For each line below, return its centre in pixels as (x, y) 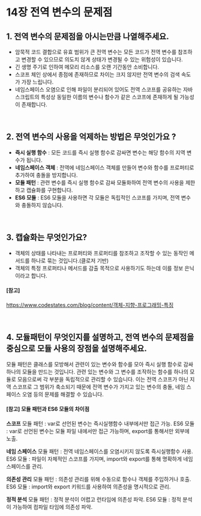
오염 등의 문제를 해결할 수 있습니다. (63, 394)
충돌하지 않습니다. (42, 205)
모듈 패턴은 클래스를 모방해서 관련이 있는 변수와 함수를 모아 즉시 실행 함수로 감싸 (100, 364)
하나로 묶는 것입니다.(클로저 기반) (70, 260)
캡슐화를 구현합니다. (49, 190)
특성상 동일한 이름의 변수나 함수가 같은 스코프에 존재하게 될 (110, 97)
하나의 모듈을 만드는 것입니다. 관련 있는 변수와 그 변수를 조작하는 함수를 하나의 (97, 372)
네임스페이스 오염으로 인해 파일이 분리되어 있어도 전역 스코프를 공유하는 (98, 90)
